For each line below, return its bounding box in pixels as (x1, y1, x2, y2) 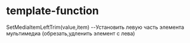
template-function (6, 4, 99, 18)
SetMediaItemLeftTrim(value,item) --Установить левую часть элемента (6, 24, 185, 31)
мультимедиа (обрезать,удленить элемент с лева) (6, 29, 135, 37)
